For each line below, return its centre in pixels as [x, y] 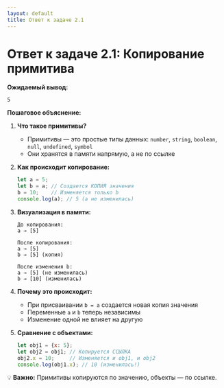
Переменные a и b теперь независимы [84, 312]
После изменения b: [45, 266]
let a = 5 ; [33, 180]
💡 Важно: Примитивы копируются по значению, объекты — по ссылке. [112, 378]
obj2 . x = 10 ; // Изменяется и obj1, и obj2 [86, 358]
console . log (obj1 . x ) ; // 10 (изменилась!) [78, 365]
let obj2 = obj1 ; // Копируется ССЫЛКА [74, 352]
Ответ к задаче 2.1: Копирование [106, 54]
